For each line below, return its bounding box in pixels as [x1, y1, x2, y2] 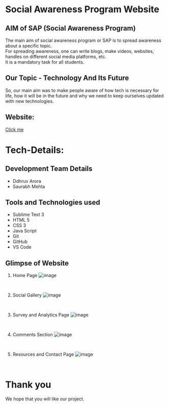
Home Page [12, 273, 38, 279]
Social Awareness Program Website [5, 4, 159, 15]
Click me [5, 126, 24, 132]
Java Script [12, 228, 37, 234]
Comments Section [12, 332, 53, 338]
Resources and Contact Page [12, 351, 74, 358]
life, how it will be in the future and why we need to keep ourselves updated [5, 93, 164, 99]
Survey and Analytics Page [12, 312, 70, 318]
